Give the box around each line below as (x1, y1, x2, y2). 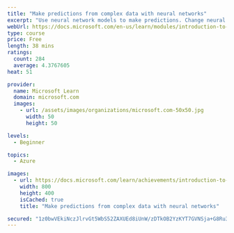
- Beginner (13, 138, 45, 146)
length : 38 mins (7, 42, 54, 49)
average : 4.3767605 (13, 62, 70, 69)
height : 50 (25, 120, 58, 127)
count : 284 (13, 56, 45, 63)
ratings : (7, 49, 33, 56)
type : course (7, 29, 45, 37)
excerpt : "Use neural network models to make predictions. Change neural (7, 17, 226, 24)
